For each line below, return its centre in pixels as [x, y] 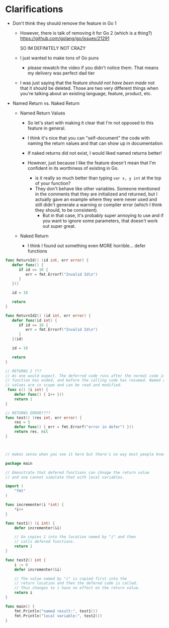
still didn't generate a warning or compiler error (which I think [99, 205]
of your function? [53, 183]
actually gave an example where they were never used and [96, 199]
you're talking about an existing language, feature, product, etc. [86, 93]
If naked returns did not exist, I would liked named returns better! [95, 153]
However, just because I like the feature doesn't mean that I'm [92, 163]
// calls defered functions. [45, 542]
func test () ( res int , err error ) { [44, 418]
